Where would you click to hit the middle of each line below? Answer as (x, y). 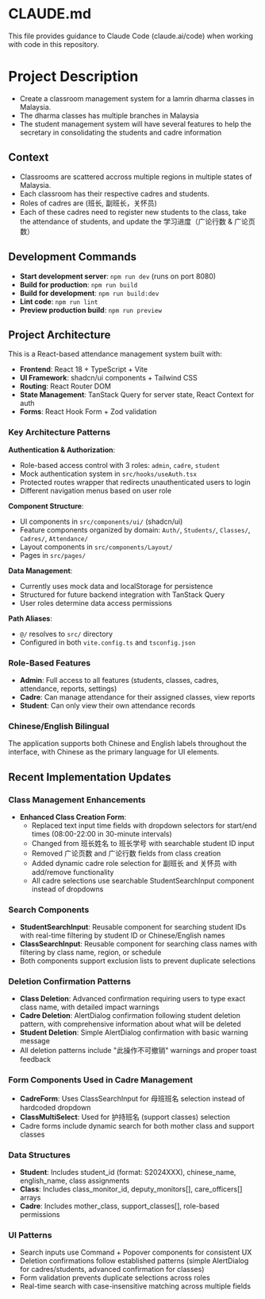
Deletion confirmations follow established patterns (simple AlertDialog (134, 1261)
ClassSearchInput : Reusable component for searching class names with (138, 944)
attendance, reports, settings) (68, 689)
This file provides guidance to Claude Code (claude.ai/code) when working (131, 36)
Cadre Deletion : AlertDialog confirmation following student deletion (130, 1016)
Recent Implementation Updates (90, 777)
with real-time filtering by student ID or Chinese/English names (122, 935)
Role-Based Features (50, 663)
